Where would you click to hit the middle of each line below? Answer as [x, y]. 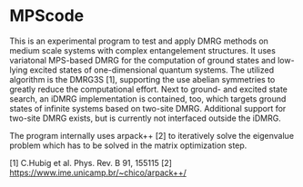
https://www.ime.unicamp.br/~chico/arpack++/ [98, 172]
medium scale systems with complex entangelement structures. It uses [142, 50]
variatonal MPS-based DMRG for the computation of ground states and [142, 60]
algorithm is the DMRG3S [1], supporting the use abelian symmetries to [142, 79]
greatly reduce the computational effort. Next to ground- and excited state [149, 89]
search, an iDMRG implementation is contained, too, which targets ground [148, 98]
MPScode [47, 16]
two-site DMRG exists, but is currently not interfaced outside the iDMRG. [146, 118]
